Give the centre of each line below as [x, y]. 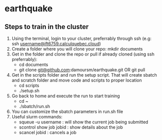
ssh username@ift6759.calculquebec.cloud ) [56, 44]
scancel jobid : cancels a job [48, 132]
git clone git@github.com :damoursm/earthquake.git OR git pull [82, 70]
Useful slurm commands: [37, 117]
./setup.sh [29, 91]
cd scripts [29, 85]
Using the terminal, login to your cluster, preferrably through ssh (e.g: [81, 38]
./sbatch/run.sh [34, 106]
